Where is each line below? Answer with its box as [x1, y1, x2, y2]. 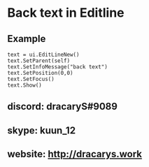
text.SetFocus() [7, 75, 55, 82]
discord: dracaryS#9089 [7, 101, 118, 112]
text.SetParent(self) [7, 57, 71, 64]
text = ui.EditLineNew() [7, 51, 80, 58]
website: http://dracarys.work [7, 148, 142, 160]
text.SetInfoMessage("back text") [7, 64, 108, 71]
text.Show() [7, 82, 42, 89]
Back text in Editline [7, 5, 125, 21]
